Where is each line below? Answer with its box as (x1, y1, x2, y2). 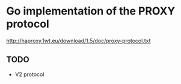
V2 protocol (14, 71, 44, 78)
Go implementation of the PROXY (6, 4, 176, 18)
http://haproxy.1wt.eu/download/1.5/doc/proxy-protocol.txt (6, 37, 152, 44)
